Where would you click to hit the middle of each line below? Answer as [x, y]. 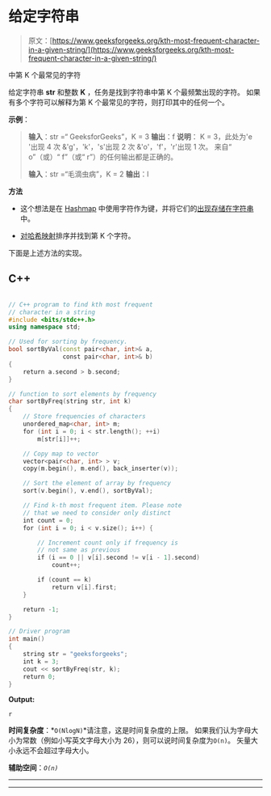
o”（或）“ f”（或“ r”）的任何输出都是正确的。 [103, 157]
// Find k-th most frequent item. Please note [102, 506]
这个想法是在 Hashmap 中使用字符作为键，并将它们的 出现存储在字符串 [137, 208]
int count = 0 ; [48, 520]
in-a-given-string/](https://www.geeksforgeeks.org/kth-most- [131, 49]
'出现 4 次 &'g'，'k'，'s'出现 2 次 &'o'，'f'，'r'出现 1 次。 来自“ [130, 146]
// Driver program [39, 632]
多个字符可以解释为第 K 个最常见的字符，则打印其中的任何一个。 [122, 102]
